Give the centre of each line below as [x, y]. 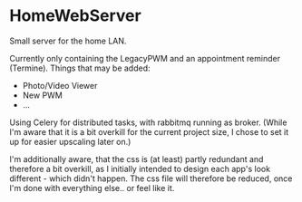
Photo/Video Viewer [60, 85]
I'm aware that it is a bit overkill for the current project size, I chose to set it [149, 131]
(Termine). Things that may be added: [80, 68]
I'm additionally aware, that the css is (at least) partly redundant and [136, 159]
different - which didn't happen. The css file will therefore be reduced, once [151, 178]
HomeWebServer [76, 16]
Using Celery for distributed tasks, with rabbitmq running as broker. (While [148, 122]
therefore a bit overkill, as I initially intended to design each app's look [140, 168]
